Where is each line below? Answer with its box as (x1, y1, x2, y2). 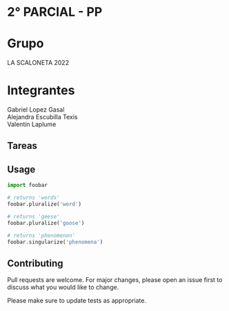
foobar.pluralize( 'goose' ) (7, 219, 85, 226)
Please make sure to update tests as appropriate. (7, 297, 147, 305)
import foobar (7, 182, 48, 189)
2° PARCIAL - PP (7, 4, 103, 20)
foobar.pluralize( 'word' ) (7, 201, 81, 208)
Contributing (7, 257, 63, 269)
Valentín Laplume (7, 120, 57, 128)
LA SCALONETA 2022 (7, 59, 70, 67)
